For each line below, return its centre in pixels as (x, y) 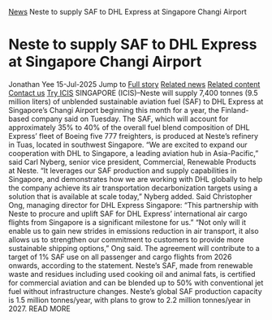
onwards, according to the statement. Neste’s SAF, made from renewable (131, 265)
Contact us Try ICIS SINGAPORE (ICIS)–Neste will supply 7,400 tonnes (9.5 (133, 93)
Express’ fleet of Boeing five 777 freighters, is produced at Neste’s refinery (133, 136)
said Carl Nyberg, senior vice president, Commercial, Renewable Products (132, 162)
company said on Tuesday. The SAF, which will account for (130, 119)
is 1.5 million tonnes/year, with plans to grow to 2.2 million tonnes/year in (130, 300)
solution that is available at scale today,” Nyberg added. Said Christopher (131, 196)
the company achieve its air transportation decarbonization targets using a (133, 188)
